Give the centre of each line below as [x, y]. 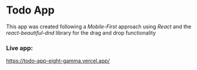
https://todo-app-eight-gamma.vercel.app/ [58, 61]
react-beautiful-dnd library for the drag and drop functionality [81, 32]
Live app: [20, 48]
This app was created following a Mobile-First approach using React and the [99, 26]
